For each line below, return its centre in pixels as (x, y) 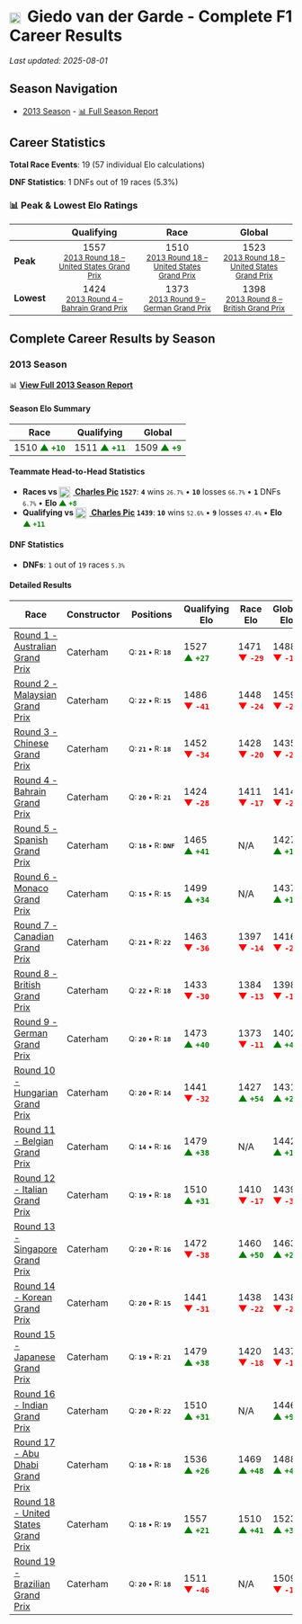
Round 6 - (36, 877)
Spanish (31, 840)
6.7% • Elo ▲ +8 (49, 503)
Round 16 (35, 1394)
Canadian (34, 936)
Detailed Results (40, 585)
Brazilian (32, 1584)
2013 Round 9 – (177, 299)
